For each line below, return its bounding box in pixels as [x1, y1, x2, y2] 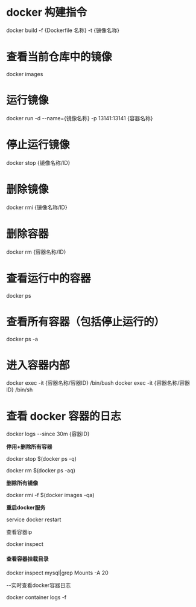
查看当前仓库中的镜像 [6, 50, 113, 64]
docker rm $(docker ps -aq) [6, 467, 75, 474]
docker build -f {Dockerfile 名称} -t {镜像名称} [6, 27, 119, 34]
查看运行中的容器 [6, 271, 92, 285]
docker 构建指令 [6, 5, 87, 19]
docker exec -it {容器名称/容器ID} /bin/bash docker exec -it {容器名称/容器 [6, 379, 190, 387]
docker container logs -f [6, 593, 67, 601]
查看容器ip [6, 528, 32, 536]
